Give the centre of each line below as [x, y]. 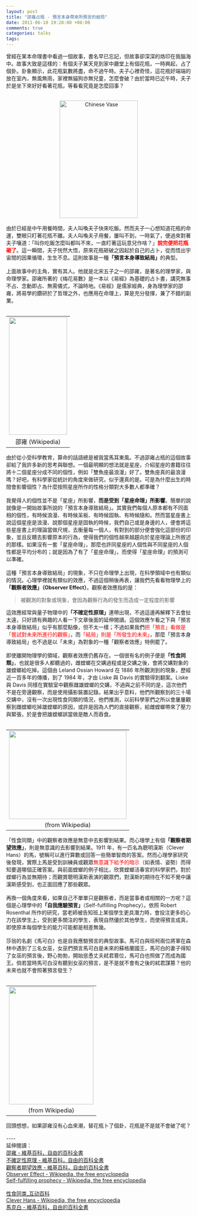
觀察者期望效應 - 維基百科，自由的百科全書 [58, 1168]
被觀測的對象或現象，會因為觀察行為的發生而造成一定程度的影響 [97, 600]
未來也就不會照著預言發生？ [40, 970]
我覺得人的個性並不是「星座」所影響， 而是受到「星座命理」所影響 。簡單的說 [98, 500]
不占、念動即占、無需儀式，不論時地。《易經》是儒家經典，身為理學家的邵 [95, 286]
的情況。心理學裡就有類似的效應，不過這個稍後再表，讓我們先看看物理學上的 [98, 580]
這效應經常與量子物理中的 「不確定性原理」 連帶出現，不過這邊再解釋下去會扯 [98, 612]
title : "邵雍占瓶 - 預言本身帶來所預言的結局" [57, 17]
